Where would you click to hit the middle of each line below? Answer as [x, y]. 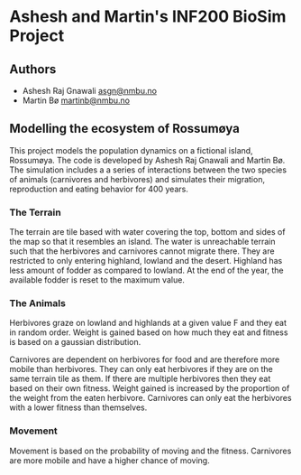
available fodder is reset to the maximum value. [97, 280]
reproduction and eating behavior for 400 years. [99, 189]
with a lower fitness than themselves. [78, 407]
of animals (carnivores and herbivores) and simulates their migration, [137, 179]
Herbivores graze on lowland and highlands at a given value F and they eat [148, 323]
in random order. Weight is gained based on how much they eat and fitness [149, 332]
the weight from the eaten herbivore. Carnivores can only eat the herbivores [150, 398]
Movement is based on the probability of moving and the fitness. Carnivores [150, 451]
